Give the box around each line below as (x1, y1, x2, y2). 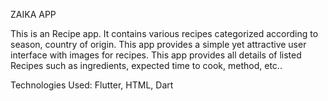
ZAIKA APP (10, 9, 57, 20)
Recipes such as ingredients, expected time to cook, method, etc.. (10, 60, 283, 71)
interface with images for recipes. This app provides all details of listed (10, 49, 302, 61)
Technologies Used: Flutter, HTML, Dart (10, 79, 174, 91)
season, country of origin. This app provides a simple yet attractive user (10, 39, 307, 50)
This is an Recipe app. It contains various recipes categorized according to (10, 28, 319, 39)
